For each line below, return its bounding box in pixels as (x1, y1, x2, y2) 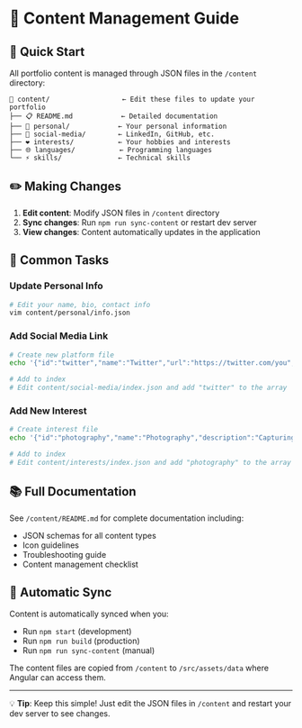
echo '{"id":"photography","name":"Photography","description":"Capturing (9, 433, 296, 442)
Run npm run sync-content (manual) (22, 645, 155, 656)
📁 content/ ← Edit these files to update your (9, 95, 255, 104)
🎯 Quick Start (9, 44, 85, 59)
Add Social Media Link (9, 330, 109, 342)
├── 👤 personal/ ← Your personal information (9, 122, 227, 131)
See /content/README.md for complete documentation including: (9, 513, 244, 523)
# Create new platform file (9, 350, 115, 359)
